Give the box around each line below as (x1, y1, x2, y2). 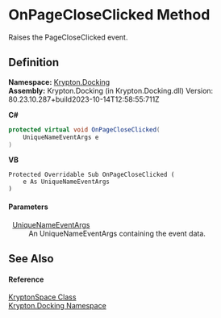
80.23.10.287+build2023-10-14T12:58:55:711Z (8, 94, 160, 104)
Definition (8, 56, 59, 69)
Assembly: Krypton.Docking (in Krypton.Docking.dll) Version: (8, 86, 214, 95)
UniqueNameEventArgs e (23, 133, 99, 141)
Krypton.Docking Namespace (8, 301, 106, 311)
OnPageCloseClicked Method (8, 6, 211, 24)
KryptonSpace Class (8, 292, 77, 302)
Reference (8, 274, 44, 284)
